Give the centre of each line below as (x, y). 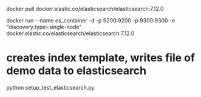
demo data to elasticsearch (77, 71)
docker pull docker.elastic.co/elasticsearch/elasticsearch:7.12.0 (85, 9)
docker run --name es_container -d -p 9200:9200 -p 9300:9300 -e (91, 20)
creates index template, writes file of (101, 58)
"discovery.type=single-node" (44, 27)
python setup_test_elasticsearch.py (50, 87)
